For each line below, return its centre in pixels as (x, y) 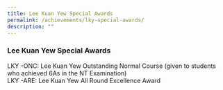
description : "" (31, 26)
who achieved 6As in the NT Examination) (67, 73)
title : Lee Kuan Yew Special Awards (60, 13)
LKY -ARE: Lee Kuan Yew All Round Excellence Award (84, 80)
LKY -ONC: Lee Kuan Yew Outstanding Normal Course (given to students (112, 66)
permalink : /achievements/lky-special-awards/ (76, 20)
